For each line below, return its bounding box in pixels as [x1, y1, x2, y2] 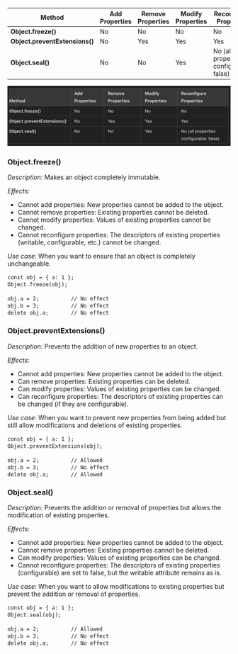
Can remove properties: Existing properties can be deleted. [17, 377, 191, 385]
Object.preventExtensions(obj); [7, 442, 103, 450]
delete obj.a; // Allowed [7, 470, 103, 478]
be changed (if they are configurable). [17, 400, 129, 408]
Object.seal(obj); [7, 611, 62, 619]
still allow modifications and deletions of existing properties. [7, 421, 183, 429]
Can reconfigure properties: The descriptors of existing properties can [17, 392, 224, 400]
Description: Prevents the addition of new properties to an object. [7, 342, 198, 351]
